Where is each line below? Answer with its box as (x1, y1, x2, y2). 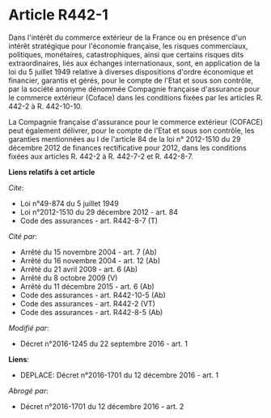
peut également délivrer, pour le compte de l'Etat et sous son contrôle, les (8, 126, 255, 135)
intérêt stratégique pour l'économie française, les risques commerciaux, (8, 41, 248, 50)
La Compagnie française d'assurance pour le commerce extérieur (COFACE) (8, 117, 264, 126)
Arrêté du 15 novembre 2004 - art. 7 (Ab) (19, 247, 158, 257)
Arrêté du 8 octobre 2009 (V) (19, 273, 118, 283)
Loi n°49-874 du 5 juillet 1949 (19, 198, 120, 208)
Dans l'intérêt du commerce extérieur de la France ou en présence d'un (8, 32, 247, 42)
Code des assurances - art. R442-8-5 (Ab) (19, 307, 163, 317)
